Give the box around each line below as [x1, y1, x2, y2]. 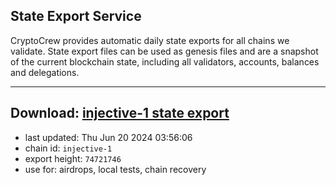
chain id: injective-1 [24, 142, 113, 154]
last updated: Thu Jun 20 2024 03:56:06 [24, 131, 193, 143]
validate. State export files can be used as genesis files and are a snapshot [10, 45, 319, 57]
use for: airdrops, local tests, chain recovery [24, 163, 207, 175]
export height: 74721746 [24, 152, 122, 164]
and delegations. [10, 66, 80, 78]
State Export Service [10, 8, 142, 25]
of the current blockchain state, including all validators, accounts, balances [10, 55, 320, 68]
